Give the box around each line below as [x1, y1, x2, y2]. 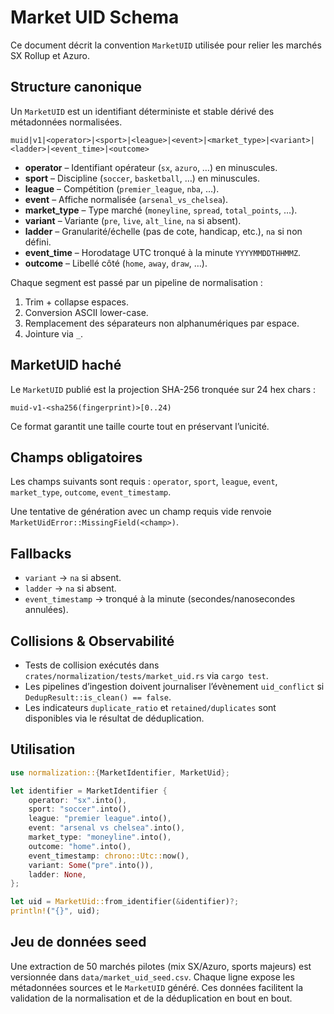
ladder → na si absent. [24, 582, 117, 595]
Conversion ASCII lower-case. [24, 306, 149, 318]
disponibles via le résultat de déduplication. [24, 712, 205, 724]
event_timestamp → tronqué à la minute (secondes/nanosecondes [24, 593, 296, 605]
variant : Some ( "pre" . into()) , [28, 860, 155, 870]
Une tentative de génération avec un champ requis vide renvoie [10, 506, 272, 518]
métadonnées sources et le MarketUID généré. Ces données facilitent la [10, 981, 304, 993]
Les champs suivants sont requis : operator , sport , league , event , [10, 476, 278, 488]
